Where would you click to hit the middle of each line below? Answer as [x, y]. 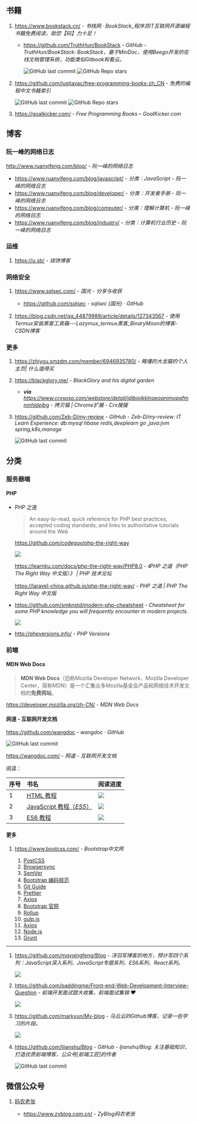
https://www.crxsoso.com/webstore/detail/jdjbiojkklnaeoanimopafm [106, 398]
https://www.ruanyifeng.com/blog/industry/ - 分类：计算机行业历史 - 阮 [100, 222]
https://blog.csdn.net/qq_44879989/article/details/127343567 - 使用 [97, 316]
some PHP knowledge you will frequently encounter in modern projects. [101, 611]
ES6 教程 [39, 818]
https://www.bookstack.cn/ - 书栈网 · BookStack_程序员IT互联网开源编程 [102, 26]
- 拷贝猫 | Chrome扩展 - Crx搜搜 [89, 405]
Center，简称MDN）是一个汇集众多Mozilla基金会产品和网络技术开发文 [105, 686]
